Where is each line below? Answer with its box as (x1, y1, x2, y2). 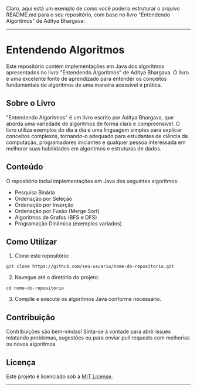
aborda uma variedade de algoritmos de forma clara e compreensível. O (6, 120, 180, 127)
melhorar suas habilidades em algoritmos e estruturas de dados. (6, 145, 162, 152)
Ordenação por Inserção (14, 201, 74, 208)
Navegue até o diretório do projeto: (14, 274, 100, 281)
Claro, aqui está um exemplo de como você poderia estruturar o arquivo (6, 5, 180, 12)
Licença (6, 357, 36, 368)
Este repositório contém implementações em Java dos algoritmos (6, 63, 165, 70)
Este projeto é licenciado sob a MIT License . (6, 373, 113, 380)
